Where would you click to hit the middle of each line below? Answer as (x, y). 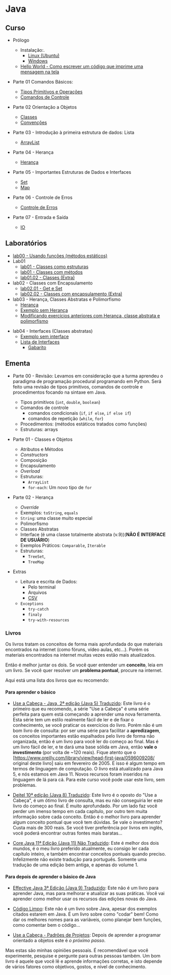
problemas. (25, 785)
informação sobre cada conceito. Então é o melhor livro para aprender (87, 817)
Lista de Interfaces (40, 342)
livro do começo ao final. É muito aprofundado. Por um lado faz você (85, 806)
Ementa (18, 364)
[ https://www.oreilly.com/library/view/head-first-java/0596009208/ (83, 758)
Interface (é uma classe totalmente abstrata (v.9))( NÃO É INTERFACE (93, 534)
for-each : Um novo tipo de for (60, 487)
